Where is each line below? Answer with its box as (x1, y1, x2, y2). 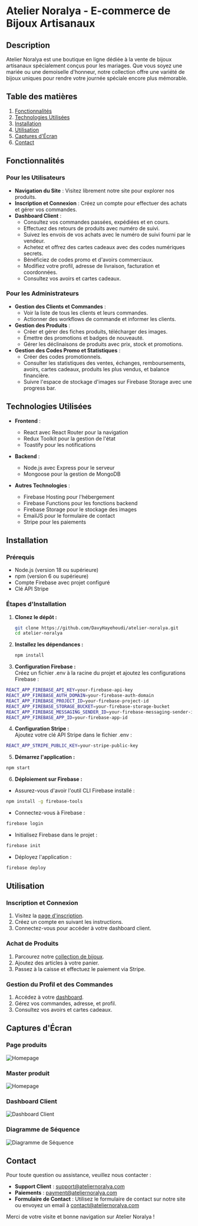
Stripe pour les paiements (23, 518, 87, 525)
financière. (23, 372, 50, 379)
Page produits (6, 1041, 47, 1049)
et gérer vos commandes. (14, 205, 78, 213)
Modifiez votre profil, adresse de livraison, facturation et (23, 262, 160, 269)
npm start (6, 765, 31, 771)
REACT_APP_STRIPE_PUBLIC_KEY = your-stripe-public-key (6, 743, 138, 749)
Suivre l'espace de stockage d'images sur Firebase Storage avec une (23, 378, 192, 385)
